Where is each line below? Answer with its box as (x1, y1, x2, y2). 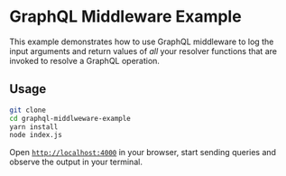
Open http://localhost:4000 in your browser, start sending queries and (9, 147, 277, 158)
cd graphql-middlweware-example (9, 114, 131, 123)
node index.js (9, 131, 63, 140)
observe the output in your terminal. (9, 156, 143, 168)
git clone (9, 106, 47, 115)
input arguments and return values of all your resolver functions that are (9, 45, 278, 56)
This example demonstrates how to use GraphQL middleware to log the (9, 36, 274, 47)
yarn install (9, 122, 59, 132)
